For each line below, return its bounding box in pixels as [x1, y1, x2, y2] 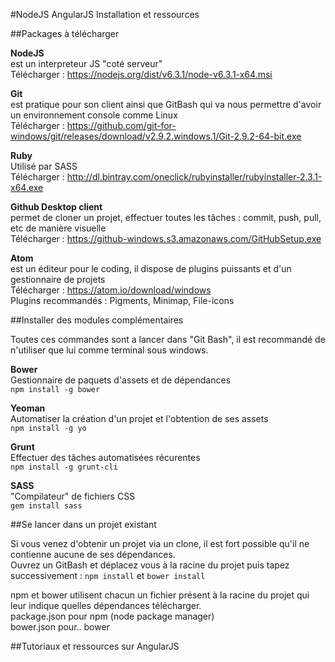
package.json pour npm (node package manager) [10, 610, 215, 622]
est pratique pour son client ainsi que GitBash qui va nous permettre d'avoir [10, 99, 322, 110]
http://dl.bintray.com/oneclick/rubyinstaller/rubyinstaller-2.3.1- [66, 171, 323, 183]
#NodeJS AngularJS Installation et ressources [10, 9, 200, 20]
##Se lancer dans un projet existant [10, 519, 157, 530]
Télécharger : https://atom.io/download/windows [10, 284, 212, 296]
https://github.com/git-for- [66, 120, 177, 131]
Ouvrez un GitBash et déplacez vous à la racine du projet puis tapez [10, 559, 290, 571]
